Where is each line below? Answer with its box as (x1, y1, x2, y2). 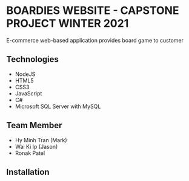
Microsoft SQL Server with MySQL (15, 103, 101, 110)
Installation (6, 166, 50, 177)
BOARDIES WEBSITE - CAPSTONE (6, 4, 179, 18)
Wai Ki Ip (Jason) (15, 143, 58, 150)
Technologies (6, 54, 59, 64)
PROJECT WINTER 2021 (6, 16, 129, 30)
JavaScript (15, 89, 42, 97)
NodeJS (15, 70, 36, 78)
